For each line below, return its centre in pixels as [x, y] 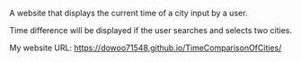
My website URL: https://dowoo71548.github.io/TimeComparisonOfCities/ [146, 48]
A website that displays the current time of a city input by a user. [128, 13]
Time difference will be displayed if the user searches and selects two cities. [151, 30]
